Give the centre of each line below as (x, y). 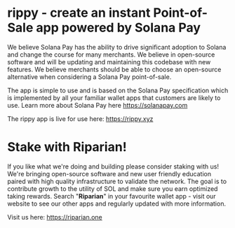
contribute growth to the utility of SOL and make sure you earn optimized (113, 188)
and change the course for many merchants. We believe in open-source (111, 55)
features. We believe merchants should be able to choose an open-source (114, 69)
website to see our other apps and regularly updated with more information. (117, 204)
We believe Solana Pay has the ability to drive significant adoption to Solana (117, 47)
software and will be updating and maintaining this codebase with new (109, 62)
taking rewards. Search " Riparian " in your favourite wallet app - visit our (112, 196)
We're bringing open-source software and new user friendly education (109, 173)
